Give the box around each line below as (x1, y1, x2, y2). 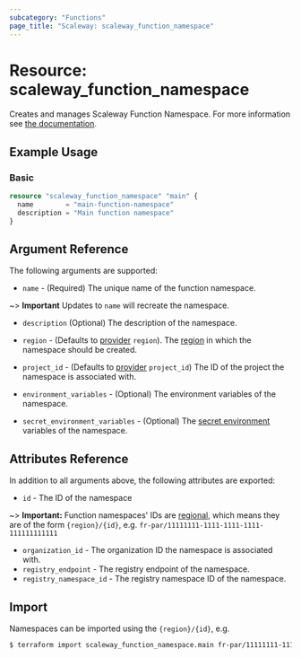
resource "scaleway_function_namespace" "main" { (9, 192, 199, 201)
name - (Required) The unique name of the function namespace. (21, 283, 257, 294)
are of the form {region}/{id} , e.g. (9, 520, 138, 531)
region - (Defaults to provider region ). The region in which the (21, 335, 252, 346)
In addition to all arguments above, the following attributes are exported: (9, 475, 276, 486)
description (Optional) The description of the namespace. (21, 318, 237, 329)
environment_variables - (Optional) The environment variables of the (21, 389, 276, 399)
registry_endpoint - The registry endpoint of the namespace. (21, 564, 251, 575)
